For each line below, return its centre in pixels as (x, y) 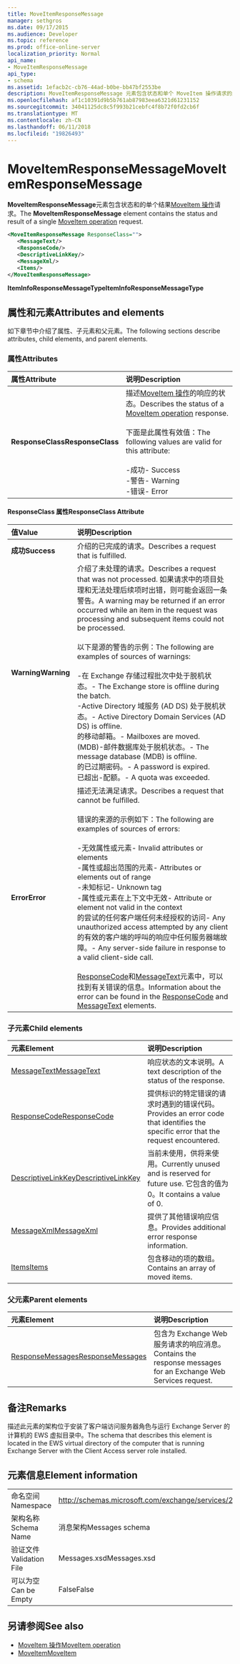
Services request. (183, 1380)
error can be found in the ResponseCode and (152, 996)
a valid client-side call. (115, 957)
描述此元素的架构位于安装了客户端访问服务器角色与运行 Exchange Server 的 (119, 1426)
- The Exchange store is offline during (155, 686)
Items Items (30, 1267)
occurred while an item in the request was (147, 610)
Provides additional (194, 1228)
